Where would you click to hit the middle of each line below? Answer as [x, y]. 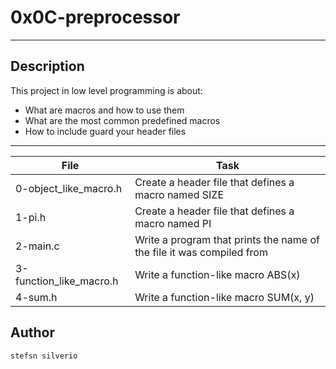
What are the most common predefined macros [122, 120]
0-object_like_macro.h [69, 188]
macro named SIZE [179, 194]
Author [32, 332]
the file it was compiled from [201, 252]
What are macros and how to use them [104, 110]
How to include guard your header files [105, 131]
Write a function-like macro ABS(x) [217, 274]
